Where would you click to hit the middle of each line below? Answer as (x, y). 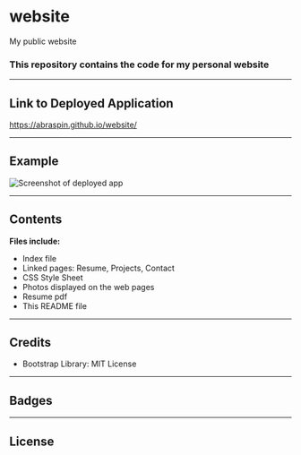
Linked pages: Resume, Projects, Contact (98, 268)
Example (34, 162)
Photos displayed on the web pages (88, 287)
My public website (43, 41)
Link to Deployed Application (91, 103)
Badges (31, 400)
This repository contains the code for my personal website (139, 64)
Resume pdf (45, 296)
